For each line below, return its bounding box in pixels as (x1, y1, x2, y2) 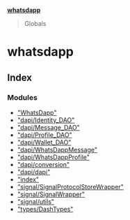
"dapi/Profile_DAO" (17, 131, 72, 139)
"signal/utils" (17, 197, 54, 205)
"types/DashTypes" (17, 205, 74, 213)
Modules (7, 92, 38, 102)
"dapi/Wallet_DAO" (17, 138, 72, 146)
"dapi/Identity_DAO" (17, 115, 75, 124)
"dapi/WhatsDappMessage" (17, 145, 97, 154)
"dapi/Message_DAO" (17, 123, 80, 131)
